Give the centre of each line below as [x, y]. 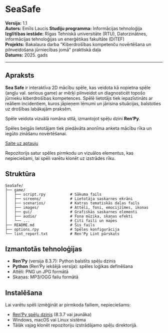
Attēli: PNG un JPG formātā [40, 272]
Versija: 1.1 [16, 23]
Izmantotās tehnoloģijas [44, 249]
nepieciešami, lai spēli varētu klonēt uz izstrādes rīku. [60, 158]
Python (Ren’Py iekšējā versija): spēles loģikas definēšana [73, 266]
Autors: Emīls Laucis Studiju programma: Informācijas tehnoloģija [74, 28]
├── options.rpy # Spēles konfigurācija [62, 229]
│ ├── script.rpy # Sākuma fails [53, 194]
